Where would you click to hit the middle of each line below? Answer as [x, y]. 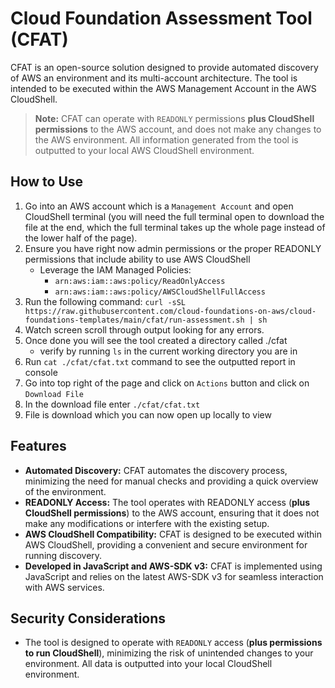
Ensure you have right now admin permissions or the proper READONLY [173, 248]
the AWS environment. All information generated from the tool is [166, 139]
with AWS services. [64, 587]
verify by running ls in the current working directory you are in [168, 351]
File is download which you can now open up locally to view [148, 414]
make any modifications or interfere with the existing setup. [147, 523]
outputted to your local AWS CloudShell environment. [144, 150]
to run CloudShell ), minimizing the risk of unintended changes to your [169, 653]
